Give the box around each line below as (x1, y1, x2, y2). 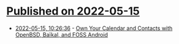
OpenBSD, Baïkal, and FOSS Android (15, 31, 109, 38)
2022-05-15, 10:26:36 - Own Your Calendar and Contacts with (15, 24, 173, 32)
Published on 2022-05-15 (6, 4, 140, 18)
